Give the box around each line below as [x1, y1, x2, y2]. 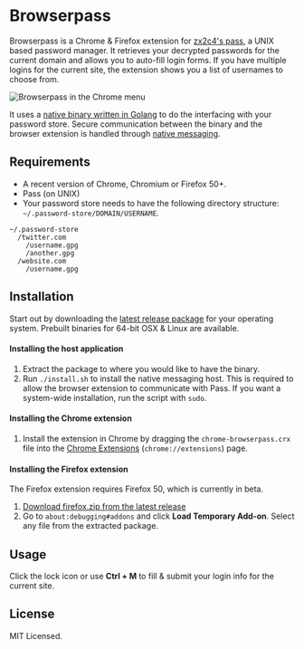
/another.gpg [25, 248, 75, 258]
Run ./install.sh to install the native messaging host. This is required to [22, 373, 294, 384]
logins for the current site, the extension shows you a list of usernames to [9, 64, 283, 75]
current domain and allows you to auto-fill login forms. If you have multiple [9, 54, 287, 65]
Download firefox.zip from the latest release [22, 501, 186, 512]
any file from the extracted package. [22, 520, 158, 531]
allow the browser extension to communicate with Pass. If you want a [22, 382, 281, 394]
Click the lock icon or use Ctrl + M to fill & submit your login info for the [9, 570, 274, 581]
